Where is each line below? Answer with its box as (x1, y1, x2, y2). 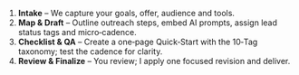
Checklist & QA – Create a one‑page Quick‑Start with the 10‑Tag (17, 36, 258, 47)
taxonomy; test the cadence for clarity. (17, 46, 163, 57)
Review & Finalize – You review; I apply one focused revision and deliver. (17, 56, 291, 66)
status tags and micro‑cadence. (17, 27, 138, 37)
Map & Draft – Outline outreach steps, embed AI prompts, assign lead (17, 17, 278, 28)
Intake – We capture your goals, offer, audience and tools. (17, 8, 236, 18)
